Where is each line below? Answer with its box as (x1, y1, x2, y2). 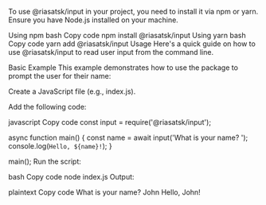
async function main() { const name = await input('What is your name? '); (8, 133, 248, 142)
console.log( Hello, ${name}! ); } (8, 141, 113, 150)
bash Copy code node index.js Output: (8, 172, 135, 181)
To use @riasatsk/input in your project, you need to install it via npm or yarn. (8, 7, 259, 16)
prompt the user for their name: (8, 72, 111, 80)
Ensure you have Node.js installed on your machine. (8, 15, 179, 25)
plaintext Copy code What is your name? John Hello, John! (8, 188, 201, 197)
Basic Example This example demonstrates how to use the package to (8, 63, 239, 72)
